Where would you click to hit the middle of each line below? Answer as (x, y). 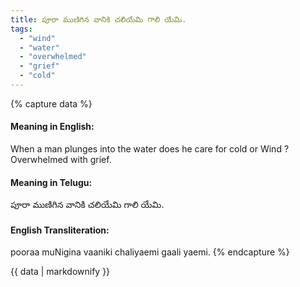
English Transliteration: (60, 230)
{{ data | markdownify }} (60, 272)
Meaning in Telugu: (51, 182)
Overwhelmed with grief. (61, 160)
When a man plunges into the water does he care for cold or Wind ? (150, 149)
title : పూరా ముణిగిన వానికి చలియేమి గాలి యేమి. (98, 19)
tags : (21, 29)
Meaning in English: (52, 127)
